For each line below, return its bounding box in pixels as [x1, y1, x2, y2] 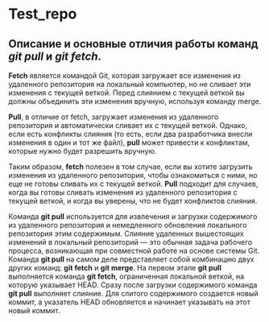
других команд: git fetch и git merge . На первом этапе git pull [8, 263, 221, 272]
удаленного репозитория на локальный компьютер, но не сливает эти [8, 80, 251, 89]
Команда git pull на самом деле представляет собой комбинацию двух [8, 254, 255, 264]
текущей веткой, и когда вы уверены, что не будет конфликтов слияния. [8, 196, 258, 205]
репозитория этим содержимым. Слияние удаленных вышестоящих [8, 229, 244, 238]
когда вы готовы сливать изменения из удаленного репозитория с [8, 188, 238, 197]
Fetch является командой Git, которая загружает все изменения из [8, 71, 242, 80]
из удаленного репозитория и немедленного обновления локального [8, 221, 247, 229]
